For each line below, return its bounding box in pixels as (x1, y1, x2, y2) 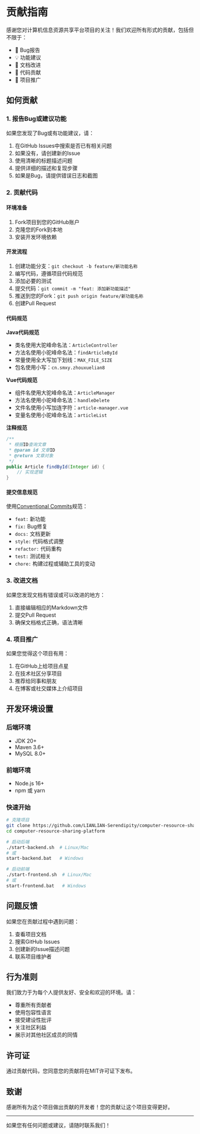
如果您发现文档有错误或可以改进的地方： (6, 591, 105, 598)
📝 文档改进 (14, 61, 41, 69)
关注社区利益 (14, 1024, 46, 1031)
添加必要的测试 (14, 277, 52, 284)
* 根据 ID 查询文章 (8, 442, 46, 448)
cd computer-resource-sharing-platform (6, 828, 105, 834)
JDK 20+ (14, 737, 37, 744)
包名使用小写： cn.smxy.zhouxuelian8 (14, 364, 105, 371)
